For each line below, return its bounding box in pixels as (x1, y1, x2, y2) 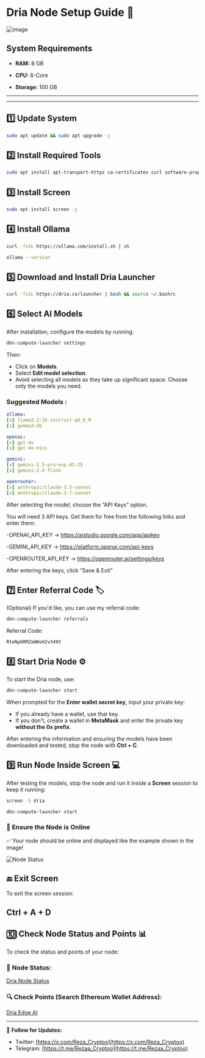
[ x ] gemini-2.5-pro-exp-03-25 (6, 462, 84, 468)
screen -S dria (6, 797, 45, 804)
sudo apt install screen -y (6, 206, 78, 213)
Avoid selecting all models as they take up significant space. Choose (15, 376, 188, 383)
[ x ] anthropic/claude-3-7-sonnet (6, 490, 92, 496)
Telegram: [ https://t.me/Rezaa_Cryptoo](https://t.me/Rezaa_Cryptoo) (15, 1045, 188, 1053)
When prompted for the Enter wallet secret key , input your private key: (6, 698, 185, 706)
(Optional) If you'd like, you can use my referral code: (6, 604, 140, 611)
